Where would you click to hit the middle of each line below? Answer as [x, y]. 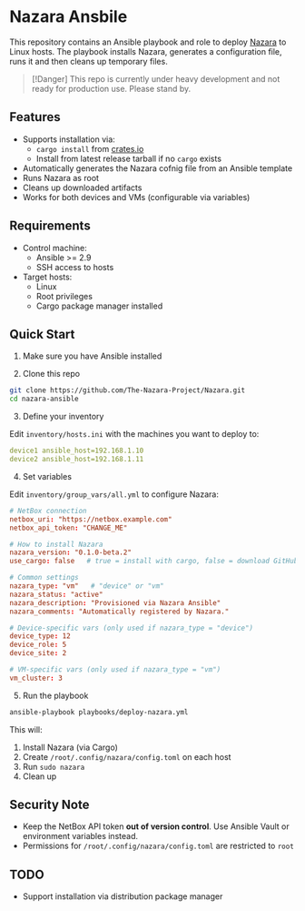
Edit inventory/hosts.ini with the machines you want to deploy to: [134, 434]
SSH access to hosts [75, 267]
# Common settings [44, 578]
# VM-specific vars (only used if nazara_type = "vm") [115, 670]
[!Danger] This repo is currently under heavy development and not [156, 78]
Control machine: [55, 248]
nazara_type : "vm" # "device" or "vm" [87, 586]
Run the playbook [55, 695]
